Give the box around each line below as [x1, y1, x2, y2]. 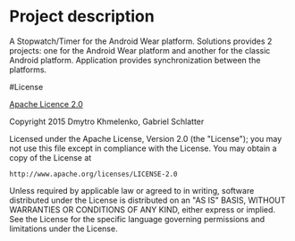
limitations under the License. [9, 223, 118, 234]
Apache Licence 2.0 [9, 98, 83, 109]
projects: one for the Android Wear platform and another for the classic [9, 45, 271, 55]
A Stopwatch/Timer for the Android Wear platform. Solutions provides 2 [9, 36, 273, 46]
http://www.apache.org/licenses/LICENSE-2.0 [9, 170, 178, 179]
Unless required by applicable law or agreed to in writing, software [9, 185, 255, 195]
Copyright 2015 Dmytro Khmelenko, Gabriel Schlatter [9, 116, 205, 127]
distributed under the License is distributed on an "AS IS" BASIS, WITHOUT [9, 195, 286, 205]
